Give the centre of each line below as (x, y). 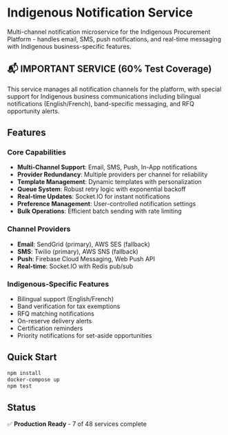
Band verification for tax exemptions (69, 306)
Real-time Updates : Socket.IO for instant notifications (94, 196)
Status (22, 407)
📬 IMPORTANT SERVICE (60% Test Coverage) (110, 69)
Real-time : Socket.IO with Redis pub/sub (75, 266)
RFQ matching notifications (55, 314)
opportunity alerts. (33, 111)
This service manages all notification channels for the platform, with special (114, 89)
